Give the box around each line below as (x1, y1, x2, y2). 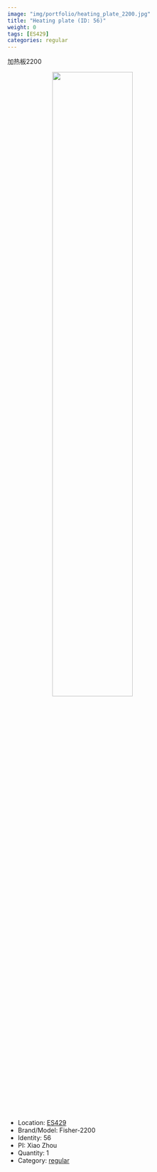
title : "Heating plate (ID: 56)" (7, 17, 107, 24)
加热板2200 (7, 58, 42, 66)
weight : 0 (7, 23, 37, 31)
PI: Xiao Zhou (17, 1141, 58, 1150)
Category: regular (17, 1156, 70, 1165)
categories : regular (7, 37, 69, 44)
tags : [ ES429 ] (7, 30, 50, 38)
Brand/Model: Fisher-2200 (17, 1126, 96, 1135)
